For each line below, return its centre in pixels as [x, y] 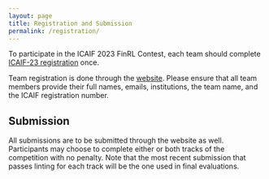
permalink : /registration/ [54, 31]
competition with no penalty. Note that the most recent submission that [127, 158]
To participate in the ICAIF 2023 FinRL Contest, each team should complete [135, 54]
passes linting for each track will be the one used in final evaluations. [124, 166]
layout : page [30, 16]
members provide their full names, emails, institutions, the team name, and [133, 87]
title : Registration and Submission [70, 23]
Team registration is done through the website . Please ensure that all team [133, 79]
